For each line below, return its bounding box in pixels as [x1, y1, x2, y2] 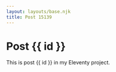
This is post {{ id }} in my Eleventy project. [6, 59, 111, 66]
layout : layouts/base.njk [6, 8, 71, 15]
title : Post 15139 [6, 14, 52, 20]
